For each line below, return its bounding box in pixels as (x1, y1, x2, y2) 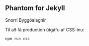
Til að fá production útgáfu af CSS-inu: (5, 27, 85, 33)
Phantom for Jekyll (5, 4, 65, 12)
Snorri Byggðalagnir (5, 17, 46, 23)
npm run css (5, 36, 30, 41)
